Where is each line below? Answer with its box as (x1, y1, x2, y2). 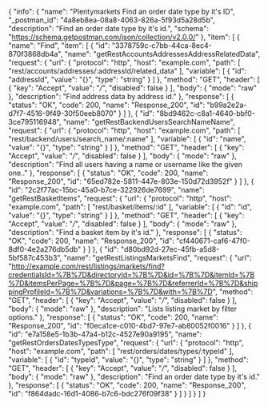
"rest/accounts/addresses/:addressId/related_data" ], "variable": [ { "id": (8, 66, 247, 75)
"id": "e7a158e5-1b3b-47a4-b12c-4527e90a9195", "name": (8, 329, 202, 339)
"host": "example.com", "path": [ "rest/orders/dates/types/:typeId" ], (8, 347, 234, 356)
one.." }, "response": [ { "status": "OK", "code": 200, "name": (8, 168, 209, 177)
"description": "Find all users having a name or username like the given (8, 160, 242, 169)
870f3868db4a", (8, 50, 63, 58)
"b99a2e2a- (206, 100, 247, 109)
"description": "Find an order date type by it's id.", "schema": (8, 24, 210, 33)
